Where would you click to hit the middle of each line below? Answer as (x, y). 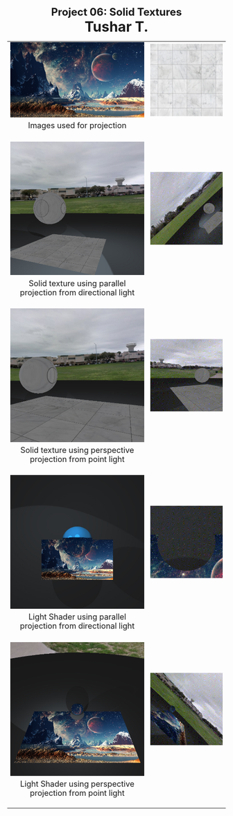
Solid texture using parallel (77, 283)
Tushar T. (116, 27)
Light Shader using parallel (77, 617)
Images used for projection (77, 126)
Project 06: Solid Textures (116, 12)
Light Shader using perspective (77, 784)
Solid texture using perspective (77, 450)
